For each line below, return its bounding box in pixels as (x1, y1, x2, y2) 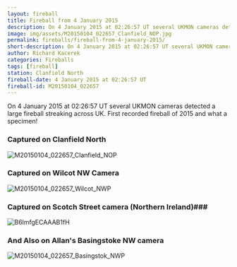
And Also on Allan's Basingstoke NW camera (7, 236, 164, 246)
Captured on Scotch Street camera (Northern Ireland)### (7, 202, 208, 212)
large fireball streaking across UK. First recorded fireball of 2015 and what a (7, 109, 228, 118)
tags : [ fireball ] (7, 63, 59, 70)
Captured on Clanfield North (7, 135, 107, 145)
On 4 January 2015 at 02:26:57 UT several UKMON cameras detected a (7, 102, 216, 110)
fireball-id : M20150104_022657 (7, 83, 99, 90)
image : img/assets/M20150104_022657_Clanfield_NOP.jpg (7, 30, 172, 37)
